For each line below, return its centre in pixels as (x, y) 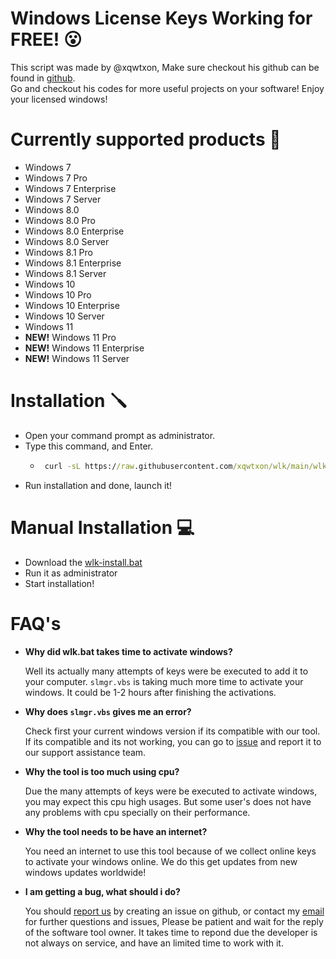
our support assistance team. (85, 752)
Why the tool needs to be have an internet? (116, 831)
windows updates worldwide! (85, 872)
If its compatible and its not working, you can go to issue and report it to (173, 741)
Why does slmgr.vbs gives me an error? (108, 711)
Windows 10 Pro (58, 294)
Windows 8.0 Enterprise (74, 231)
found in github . (43, 78)
